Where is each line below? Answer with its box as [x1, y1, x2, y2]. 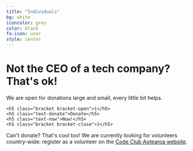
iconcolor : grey [6, 20, 46, 26]
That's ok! [6, 75, 58, 88]
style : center [6, 36, 42, 42]
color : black [6, 25, 39, 32]
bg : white [6, 14, 31, 20]
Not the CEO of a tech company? [6, 62, 171, 75]
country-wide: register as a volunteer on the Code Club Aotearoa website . [6, 138, 188, 145]
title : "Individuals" [6, 8, 60, 15]
